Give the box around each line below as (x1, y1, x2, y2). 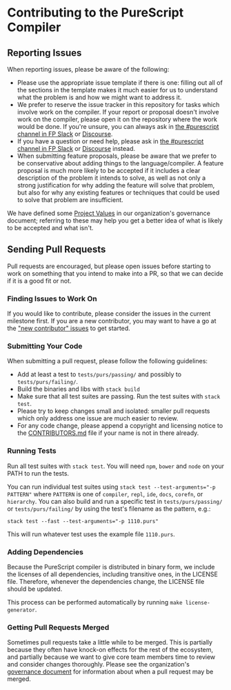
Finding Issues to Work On (7, 294, 98, 303)
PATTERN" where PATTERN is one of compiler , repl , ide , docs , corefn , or (7, 489, 203, 498)
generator (7, 607, 36, 613)
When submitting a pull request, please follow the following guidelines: (7, 357, 208, 365)
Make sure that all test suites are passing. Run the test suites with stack (17, 392, 221, 400)
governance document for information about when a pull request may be (7, 667, 214, 676)
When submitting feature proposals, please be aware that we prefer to (17, 152, 217, 160)
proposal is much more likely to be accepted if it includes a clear (17, 167, 201, 174)
